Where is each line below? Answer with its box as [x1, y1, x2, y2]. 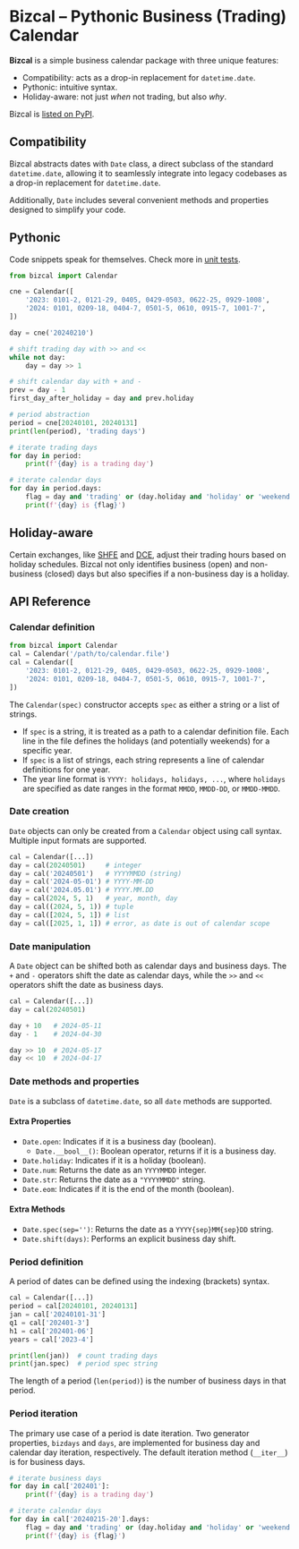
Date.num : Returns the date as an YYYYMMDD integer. [21, 1164, 207, 1175]
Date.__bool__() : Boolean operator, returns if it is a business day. [35, 1145, 277, 1156]
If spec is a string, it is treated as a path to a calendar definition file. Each [21, 726, 289, 736]
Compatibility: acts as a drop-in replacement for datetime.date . [21, 72, 256, 82]
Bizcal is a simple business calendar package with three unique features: [9, 55, 279, 65]
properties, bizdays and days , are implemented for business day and [9, 1437, 261, 1448]
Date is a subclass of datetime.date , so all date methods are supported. [9, 1095, 273, 1106]
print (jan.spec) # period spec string [9, 1359, 158, 1368]
